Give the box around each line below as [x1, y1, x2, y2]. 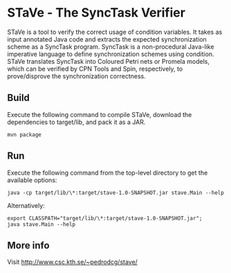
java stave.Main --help [7, 220, 76, 228]
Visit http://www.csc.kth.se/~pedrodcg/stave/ [7, 258, 138, 266]
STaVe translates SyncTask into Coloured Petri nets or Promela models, [7, 57, 210, 65]
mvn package [7, 131, 41, 138]
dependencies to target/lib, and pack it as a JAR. [7, 118, 146, 126]
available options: [7, 175, 57, 184]
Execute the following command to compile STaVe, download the [7, 110, 192, 118]
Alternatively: [7, 201, 45, 209]
